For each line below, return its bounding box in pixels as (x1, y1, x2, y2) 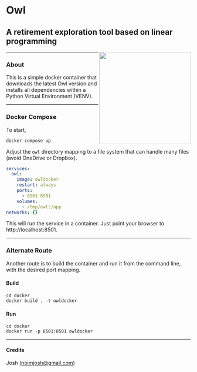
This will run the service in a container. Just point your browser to (6, 220, 165, 227)
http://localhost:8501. (6, 226, 57, 233)
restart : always (16, 182, 57, 188)
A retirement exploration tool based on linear (6, 27, 173, 37)
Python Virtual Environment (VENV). (6, 92, 93, 100)
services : (6, 165, 30, 171)
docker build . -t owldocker (6, 298, 77, 304)
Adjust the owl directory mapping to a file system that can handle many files (6, 148, 189, 155)
